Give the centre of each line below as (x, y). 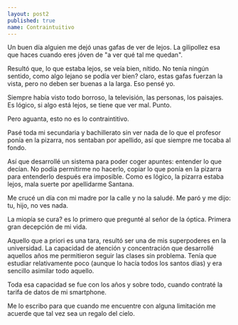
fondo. (17, 148)
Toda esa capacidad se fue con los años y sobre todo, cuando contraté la (115, 284)
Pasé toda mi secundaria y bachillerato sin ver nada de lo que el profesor (114, 133)
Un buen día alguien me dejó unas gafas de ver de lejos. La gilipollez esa (114, 48)
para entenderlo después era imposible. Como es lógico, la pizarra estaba (115, 177)
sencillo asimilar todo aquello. (51, 271)
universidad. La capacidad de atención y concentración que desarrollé (111, 248)
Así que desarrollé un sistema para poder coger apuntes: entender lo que (115, 161)
